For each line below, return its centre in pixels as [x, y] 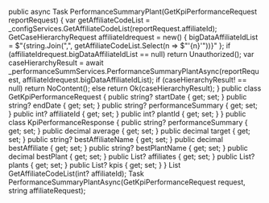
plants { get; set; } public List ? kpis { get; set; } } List [95, 165]
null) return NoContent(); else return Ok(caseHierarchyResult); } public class [135, 88]
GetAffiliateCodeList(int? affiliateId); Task [77, 173]
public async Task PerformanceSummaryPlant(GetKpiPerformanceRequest [133, 12]
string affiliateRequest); [47, 191]
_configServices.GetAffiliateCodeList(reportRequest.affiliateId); [113, 28]
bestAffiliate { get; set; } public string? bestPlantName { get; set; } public [128, 148]
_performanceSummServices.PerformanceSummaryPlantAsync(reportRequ [134, 71]
